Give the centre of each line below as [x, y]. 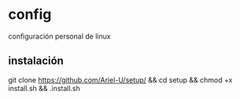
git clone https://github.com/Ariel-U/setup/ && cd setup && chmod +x [120, 79]
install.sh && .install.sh [44, 88]
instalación [36, 61]
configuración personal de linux [60, 36]
